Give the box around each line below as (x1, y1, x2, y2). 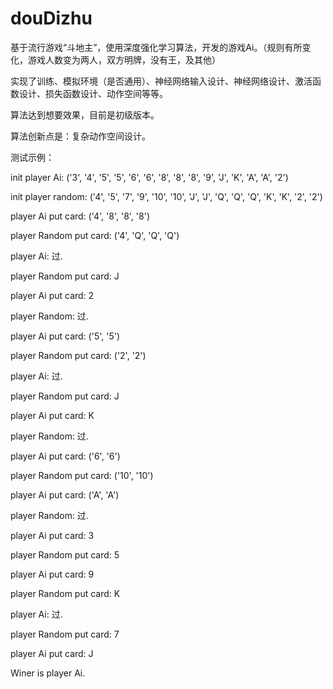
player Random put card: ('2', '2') (10, 349, 147, 361)
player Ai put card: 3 (10, 529, 95, 541)
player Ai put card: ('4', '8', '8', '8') (10, 210, 151, 222)
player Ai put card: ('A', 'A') (10, 488, 120, 501)
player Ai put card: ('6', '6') (10, 450, 121, 462)
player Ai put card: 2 (10, 289, 95, 301)
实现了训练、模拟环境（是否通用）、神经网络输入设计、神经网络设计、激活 (10, 75, 313, 87)
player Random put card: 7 (10, 628, 120, 640)
